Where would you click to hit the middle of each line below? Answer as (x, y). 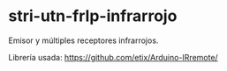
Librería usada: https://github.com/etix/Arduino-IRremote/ (113, 57)
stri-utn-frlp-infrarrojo (93, 16)
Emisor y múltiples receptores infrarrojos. (83, 40)
